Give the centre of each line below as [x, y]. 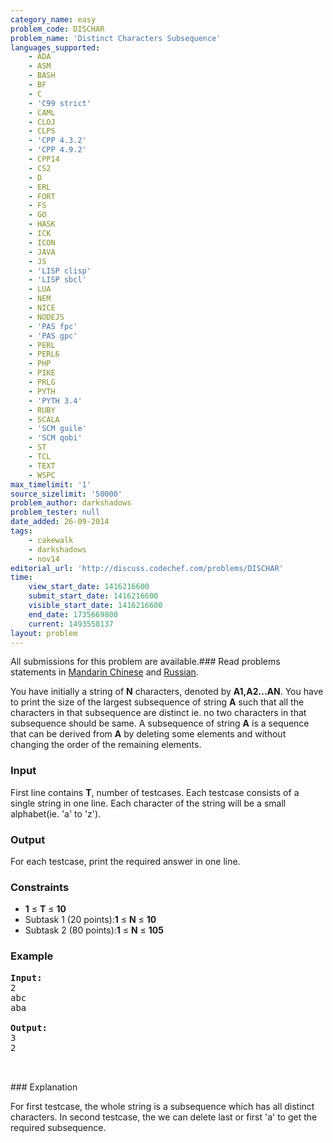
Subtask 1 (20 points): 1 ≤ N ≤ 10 [90, 920]
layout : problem [44, 633]
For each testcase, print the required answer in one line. [125, 861]
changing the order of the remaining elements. [106, 745]
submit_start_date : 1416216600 [93, 596]
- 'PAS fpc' [53, 326]
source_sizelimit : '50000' [66, 494]
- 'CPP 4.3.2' [57, 141]
